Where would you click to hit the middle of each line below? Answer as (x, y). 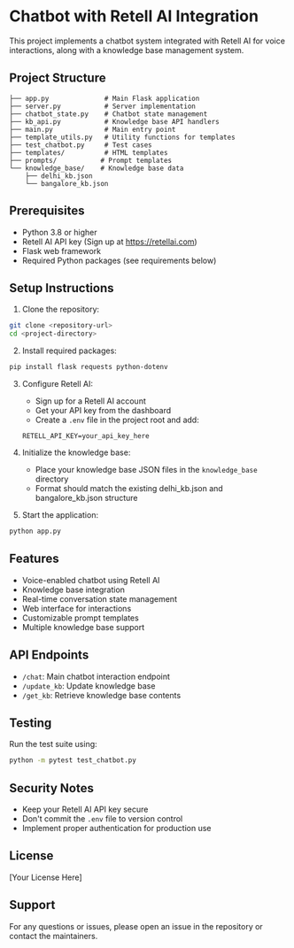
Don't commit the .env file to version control (102, 819)
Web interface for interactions (77, 608)
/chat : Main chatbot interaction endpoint (96, 676)
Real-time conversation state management (99, 598)
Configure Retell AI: (58, 384)
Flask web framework (62, 250)
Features (34, 559)
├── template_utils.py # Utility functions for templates (123, 137)
